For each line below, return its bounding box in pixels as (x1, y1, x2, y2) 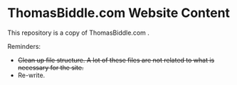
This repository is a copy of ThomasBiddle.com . (7, 28, 149, 37)
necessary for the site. (17, 63, 84, 72)
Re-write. (17, 71, 46, 79)
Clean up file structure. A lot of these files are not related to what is (17, 55, 215, 64)
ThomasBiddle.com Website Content (7, 5, 230, 21)
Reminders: (7, 42, 41, 50)
